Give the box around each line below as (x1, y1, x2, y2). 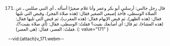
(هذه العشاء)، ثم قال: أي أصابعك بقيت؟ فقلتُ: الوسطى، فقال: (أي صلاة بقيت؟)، (15, 21, 163, 27)
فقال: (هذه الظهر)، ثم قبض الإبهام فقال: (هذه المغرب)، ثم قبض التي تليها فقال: (15, 16, 162, 21)
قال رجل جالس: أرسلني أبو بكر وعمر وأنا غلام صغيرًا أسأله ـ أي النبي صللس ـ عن (15, 5, 165, 11)
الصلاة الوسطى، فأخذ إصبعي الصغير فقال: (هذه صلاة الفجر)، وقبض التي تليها (15, 10, 157, 16)
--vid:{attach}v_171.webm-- (8, 36, 64, 42)
